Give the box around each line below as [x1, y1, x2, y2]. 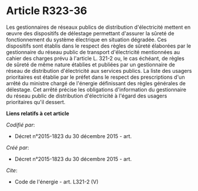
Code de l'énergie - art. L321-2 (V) [14, 178, 99, 185]
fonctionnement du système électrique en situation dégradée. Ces [6, 36, 167, 43]
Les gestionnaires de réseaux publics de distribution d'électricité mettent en [6, 24, 191, 31]
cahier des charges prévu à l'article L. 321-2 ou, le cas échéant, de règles [6, 55, 184, 62]
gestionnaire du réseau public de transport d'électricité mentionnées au [6, 48, 180, 55]
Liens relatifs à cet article [6, 110, 70, 117]
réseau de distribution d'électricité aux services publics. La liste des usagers [6, 67, 192, 74]
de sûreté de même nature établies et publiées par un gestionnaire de [6, 61, 176, 68]
